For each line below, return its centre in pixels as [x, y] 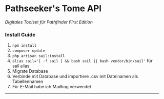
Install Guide [20, 35]
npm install [24, 46]
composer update [29, 51]
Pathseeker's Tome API [53, 9]
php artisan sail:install [38, 56]
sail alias [21, 66]
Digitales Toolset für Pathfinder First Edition [49, 22]
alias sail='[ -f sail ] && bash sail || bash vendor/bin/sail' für [82, 61]
